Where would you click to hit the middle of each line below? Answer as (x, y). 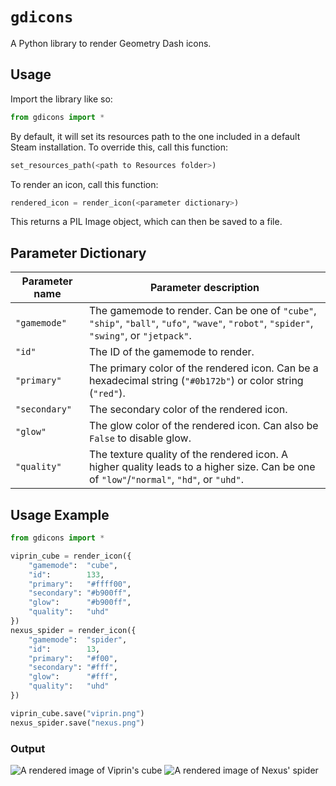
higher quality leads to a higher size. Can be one (202, 467)
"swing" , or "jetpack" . (140, 336)
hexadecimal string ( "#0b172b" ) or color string (196, 381)
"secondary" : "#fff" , (73, 668)
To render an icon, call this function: (84, 184)
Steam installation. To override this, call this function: (119, 147)
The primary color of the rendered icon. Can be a (203, 368)
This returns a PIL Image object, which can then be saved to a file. (146, 222)
